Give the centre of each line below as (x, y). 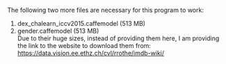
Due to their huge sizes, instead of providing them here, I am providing (118, 38)
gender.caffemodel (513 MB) (58, 31)
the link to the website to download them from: (84, 46)
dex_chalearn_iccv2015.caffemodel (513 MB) (81, 23)
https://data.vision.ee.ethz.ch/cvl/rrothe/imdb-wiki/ (91, 53)
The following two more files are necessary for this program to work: (105, 10)
